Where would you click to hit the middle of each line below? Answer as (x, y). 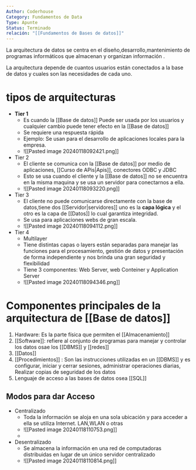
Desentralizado (33, 442)
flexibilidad (36, 263)
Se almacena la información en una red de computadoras (92, 448)
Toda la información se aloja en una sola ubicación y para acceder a (105, 417)
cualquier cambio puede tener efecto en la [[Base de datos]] (96, 126)
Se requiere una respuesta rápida (63, 133)
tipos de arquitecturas (61, 98)
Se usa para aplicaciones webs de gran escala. (80, 220)
